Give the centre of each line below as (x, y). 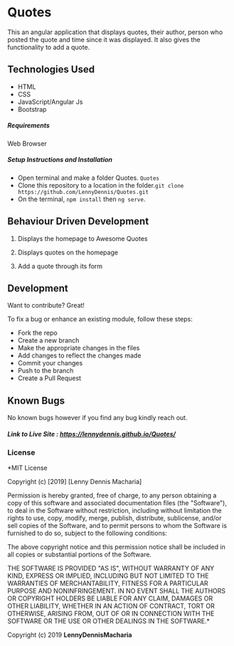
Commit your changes (50, 363)
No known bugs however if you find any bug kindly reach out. (97, 418)
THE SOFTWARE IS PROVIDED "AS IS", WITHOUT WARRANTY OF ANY (111, 569)
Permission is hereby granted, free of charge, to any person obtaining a (112, 495)
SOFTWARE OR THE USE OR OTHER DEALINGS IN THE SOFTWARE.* (108, 621)
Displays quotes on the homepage (68, 252)
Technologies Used (51, 69)
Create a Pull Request (49, 378)
